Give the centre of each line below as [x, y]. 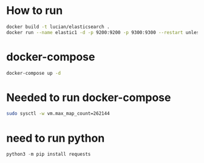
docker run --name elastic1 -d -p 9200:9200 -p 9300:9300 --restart [95, 32]
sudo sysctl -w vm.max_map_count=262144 [58, 114]
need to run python [56, 138]
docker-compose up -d [34, 73]
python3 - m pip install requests [49, 154]
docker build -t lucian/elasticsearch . [58, 27]
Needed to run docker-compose [89, 97]
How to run [35, 11]
